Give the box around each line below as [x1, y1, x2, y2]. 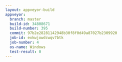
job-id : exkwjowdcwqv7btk [9, 35, 64, 40]
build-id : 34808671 [9, 21, 50, 26]
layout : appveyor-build [5, 7, 55, 12]
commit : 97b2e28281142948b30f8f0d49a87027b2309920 [9, 30, 117, 35]
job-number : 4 [9, 40, 39, 45]
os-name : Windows [9, 44, 46, 49]
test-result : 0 [9, 49, 41, 54]
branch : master [9, 16, 41, 21]
